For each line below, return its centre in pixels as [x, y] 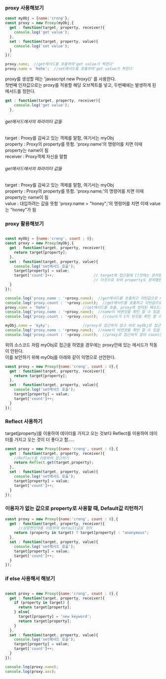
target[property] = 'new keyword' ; [55, 617]
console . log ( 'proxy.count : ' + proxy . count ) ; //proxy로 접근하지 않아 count [82, 335]
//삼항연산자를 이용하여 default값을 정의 [55, 528]
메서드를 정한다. [21, 91]
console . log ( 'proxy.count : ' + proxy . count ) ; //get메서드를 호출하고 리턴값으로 [83, 303]
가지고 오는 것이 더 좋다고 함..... [44, 439]
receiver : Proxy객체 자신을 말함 [36, 156]
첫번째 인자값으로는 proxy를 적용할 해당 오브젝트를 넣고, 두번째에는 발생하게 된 [81, 85]
